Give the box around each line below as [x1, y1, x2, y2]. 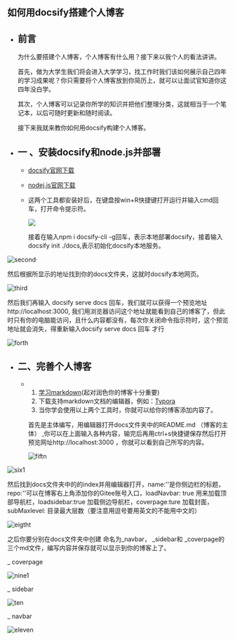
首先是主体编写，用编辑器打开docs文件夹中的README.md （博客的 [27, 420, 222, 429]
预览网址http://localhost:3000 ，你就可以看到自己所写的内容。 [27, 437, 208, 447]
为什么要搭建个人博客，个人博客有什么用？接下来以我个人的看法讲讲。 [17, 53, 221, 61]
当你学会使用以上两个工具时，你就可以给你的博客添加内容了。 [38, 405, 217, 414]
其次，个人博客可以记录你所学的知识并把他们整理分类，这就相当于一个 [17, 100, 221, 109]
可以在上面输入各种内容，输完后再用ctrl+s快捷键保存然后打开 [50, 429, 227, 437]
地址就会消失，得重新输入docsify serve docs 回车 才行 [7, 325, 165, 333]
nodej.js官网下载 [27, 181, 76, 189]
